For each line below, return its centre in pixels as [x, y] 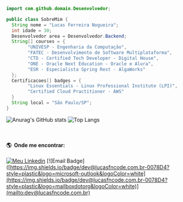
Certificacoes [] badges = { [47, 81]
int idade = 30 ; [32, 30]
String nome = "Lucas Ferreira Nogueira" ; [65, 25]
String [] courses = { [39, 42]
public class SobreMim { [37, 19]
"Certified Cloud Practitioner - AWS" [76, 92]
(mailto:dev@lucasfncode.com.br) [48, 192]
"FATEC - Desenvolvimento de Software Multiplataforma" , [100, 53]
